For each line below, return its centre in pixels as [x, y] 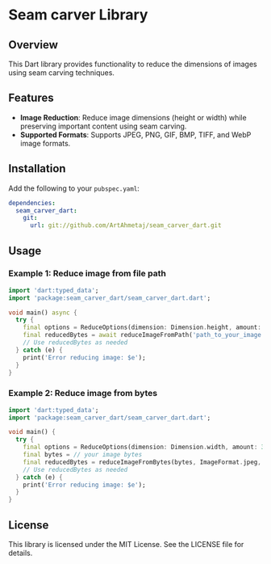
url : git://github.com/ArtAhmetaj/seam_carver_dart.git [125, 225]
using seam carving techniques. [62, 73]
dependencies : [32, 203]
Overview [33, 45]
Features [31, 98]
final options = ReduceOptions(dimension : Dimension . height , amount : [142, 328]
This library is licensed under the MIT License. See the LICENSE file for [126, 545]
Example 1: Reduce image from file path [88, 274]
